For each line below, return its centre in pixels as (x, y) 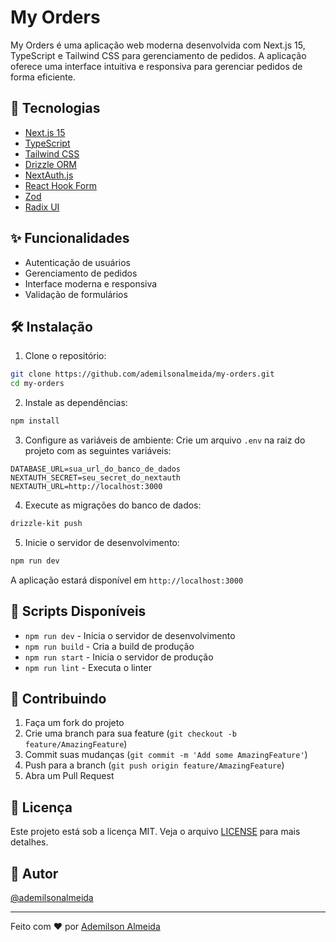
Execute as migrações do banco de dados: (113, 505)
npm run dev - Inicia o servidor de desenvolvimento (130, 635)
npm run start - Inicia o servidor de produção (119, 657)
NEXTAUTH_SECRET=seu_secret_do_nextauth (96, 478)
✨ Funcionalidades (70, 238)
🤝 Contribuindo (58, 698)
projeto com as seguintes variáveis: (98, 450)
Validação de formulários (76, 294)
